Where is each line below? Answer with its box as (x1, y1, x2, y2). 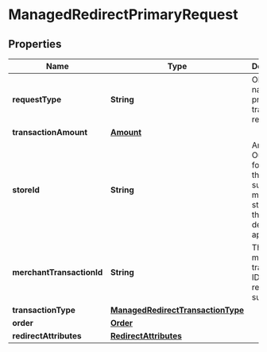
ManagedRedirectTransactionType (110, 304, 245, 315)
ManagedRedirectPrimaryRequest (8, 6, 238, 24)
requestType (12, 94, 62, 105)
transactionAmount (12, 127, 88, 137)
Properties (8, 37, 62, 51)
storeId (12, 184, 40, 195)
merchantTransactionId (12, 267, 103, 277)
